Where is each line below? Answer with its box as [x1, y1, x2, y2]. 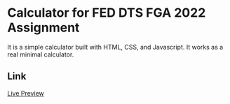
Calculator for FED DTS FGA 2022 [7, 5, 206, 21]
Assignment [7, 20, 80, 36]
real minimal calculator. [7, 50, 74, 59]
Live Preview [7, 89, 44, 97]
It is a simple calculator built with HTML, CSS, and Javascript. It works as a [7, 43, 224, 51]
